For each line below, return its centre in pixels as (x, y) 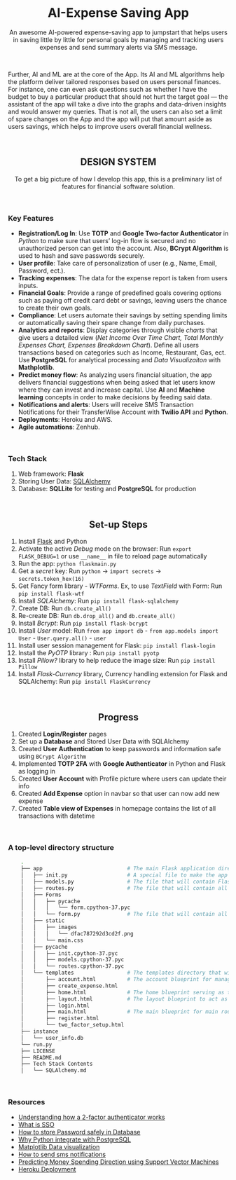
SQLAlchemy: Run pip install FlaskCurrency (84, 682)
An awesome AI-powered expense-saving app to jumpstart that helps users (118, 32)
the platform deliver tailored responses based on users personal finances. (114, 81)
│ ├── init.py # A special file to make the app (124, 875)
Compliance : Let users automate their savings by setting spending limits (123, 315)
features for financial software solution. (118, 186)
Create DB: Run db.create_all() (64, 608)
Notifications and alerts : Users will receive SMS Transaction (106, 405)
